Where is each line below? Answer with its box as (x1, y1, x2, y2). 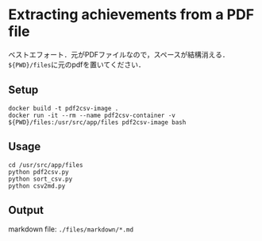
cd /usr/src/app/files (8, 161, 83, 169)
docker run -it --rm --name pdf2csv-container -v (8, 111, 176, 119)
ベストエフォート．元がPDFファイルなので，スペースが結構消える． (8, 49, 229, 59)
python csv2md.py (8, 181, 66, 190)
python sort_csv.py (8, 175, 73, 183)
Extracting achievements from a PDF (8, 6, 255, 24)
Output (8, 203, 44, 216)
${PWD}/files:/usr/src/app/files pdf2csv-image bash (8, 118, 187, 126)
